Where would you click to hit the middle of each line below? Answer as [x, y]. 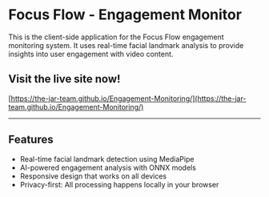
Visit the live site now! [64, 79]
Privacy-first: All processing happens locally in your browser [119, 184]
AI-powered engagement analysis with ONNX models [108, 167]
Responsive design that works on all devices [93, 176]
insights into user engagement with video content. [91, 54]
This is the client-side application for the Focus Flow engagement [116, 37]
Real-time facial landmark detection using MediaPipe [107, 159]
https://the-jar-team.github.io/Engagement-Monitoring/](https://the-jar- [128, 98]
